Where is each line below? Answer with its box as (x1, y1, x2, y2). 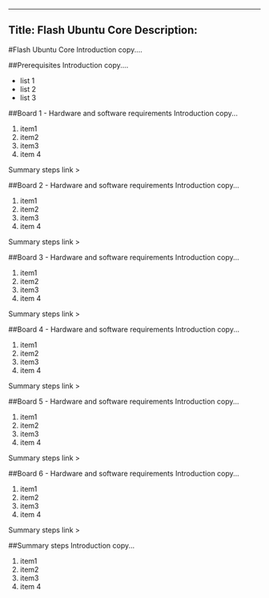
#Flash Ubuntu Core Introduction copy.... (8, 45, 143, 54)
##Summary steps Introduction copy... (8, 540, 135, 550)
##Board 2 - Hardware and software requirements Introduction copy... (8, 180, 240, 190)
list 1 (19, 75, 35, 85)
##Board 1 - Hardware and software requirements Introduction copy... (8, 108, 239, 118)
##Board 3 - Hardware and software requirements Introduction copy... (8, 252, 240, 262)
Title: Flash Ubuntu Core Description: (8, 23, 198, 37)
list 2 (19, 84, 37, 94)
